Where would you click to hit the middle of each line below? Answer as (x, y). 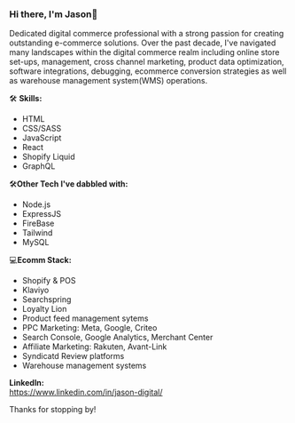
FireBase (38, 223)
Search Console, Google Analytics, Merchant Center (117, 338)
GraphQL (39, 166)
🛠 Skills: (26, 99)
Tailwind (37, 233)
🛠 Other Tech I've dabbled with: (69, 184)
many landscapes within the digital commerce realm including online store (144, 52)
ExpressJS (42, 214)
